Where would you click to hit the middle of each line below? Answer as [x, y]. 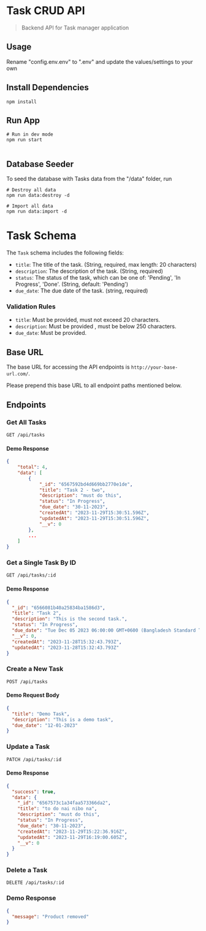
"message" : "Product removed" [50, 917]
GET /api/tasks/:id [31, 575]
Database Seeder [40, 164]
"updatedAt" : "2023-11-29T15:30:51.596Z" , [94, 518]
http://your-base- [154, 368]
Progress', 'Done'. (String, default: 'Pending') [72, 284]
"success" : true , [34, 792]
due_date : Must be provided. [51, 333]
